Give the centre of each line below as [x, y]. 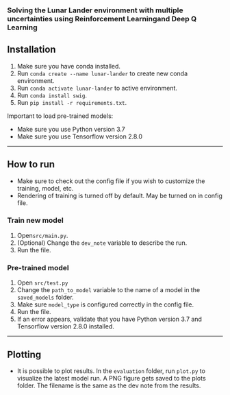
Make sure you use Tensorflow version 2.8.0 [79, 136]
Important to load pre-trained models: [60, 116]
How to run [31, 164]
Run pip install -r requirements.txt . [72, 102]
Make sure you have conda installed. [69, 66]
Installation [31, 50]
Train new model [35, 220]
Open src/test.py [42, 283]
